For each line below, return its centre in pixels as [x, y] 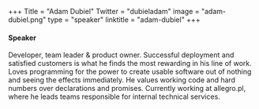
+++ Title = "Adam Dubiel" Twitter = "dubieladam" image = [104, 11]
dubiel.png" [27, 20]
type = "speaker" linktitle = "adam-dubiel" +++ [124, 20]
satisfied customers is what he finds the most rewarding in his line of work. [130, 64]
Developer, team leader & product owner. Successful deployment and [121, 55]
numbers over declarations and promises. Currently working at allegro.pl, [127, 89]
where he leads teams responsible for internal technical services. [114, 96]
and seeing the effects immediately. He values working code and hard [122, 80]
